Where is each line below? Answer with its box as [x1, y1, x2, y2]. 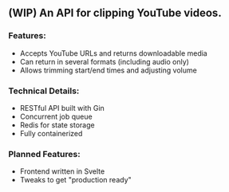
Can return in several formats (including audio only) [19, 57, 190, 66]
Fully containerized [19, 128, 83, 138]
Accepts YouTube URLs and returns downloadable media [19, 48, 207, 58]
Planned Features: [8, 148, 81, 159]
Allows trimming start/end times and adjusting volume [19, 65, 197, 75]
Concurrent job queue [19, 112, 93, 121]
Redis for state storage [19, 120, 95, 130]
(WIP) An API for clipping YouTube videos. [8, 6, 222, 20]
